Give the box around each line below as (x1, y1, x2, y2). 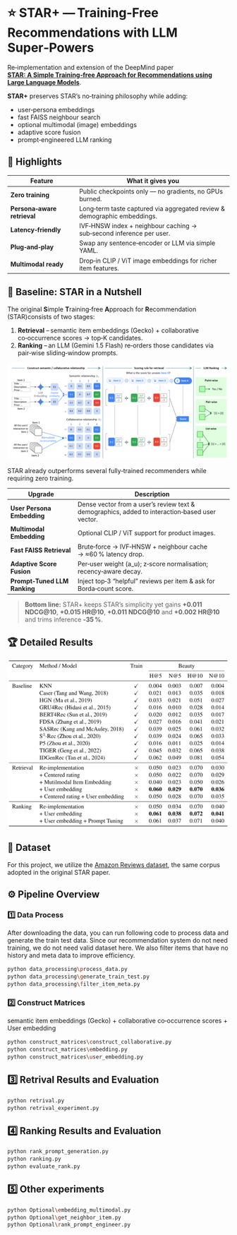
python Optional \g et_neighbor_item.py (7, 1214, 121, 1221)
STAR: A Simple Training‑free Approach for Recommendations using (7, 71, 213, 79)
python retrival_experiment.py (7, 1104, 99, 1111)
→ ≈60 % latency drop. (77, 549, 145, 558)
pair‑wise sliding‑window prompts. (17, 348, 119, 357)
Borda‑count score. (77, 585, 134, 593)
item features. (78, 263, 120, 272)
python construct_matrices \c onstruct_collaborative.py (7, 1039, 172, 1046)
